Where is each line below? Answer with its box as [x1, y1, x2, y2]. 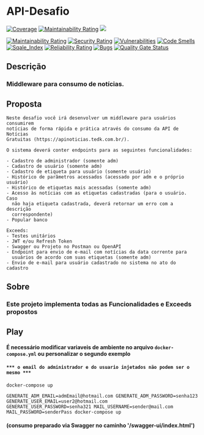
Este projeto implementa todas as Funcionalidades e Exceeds [6, 300, 192, 309]
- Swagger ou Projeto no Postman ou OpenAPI [6, 244, 122, 250]
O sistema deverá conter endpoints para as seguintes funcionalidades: [6, 147, 192, 154]
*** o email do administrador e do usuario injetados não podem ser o [6, 364, 190, 370]
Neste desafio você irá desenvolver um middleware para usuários [6, 115, 176, 121]
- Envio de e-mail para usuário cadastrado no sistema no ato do [6, 260, 176, 266]
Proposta [6, 99, 42, 109]
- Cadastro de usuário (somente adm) [6, 164, 103, 170]
